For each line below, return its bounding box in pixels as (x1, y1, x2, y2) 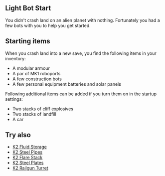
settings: (5, 96, 23, 102)
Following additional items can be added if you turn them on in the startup (5, 91, 157, 97)
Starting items (5, 37, 51, 45)
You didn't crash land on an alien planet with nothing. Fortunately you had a (5, 17, 161, 23)
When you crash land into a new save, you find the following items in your (5, 50, 157, 56)
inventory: (5, 55, 26, 61)
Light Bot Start (5, 4, 51, 12)
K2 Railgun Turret (12, 165, 48, 171)
